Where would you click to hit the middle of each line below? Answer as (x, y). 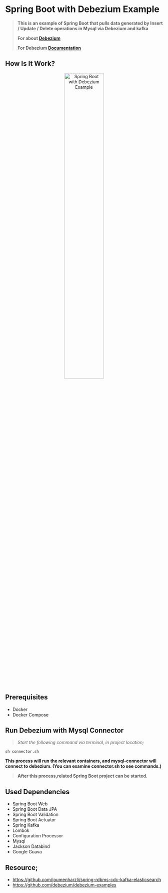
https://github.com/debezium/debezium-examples (64, 885)
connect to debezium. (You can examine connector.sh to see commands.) (83, 766)
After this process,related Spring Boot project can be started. (82, 776)
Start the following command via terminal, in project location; (80, 743)
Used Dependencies (37, 791)
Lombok (21, 830)
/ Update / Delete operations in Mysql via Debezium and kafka (83, 28)
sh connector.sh (22, 752)
